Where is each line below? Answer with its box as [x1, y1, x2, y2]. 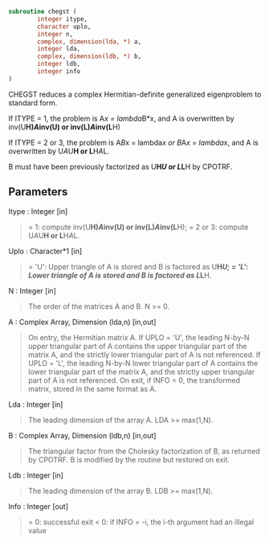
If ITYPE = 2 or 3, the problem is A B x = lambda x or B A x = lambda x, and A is [8, 138, 259, 147]
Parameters [8, 185, 68, 199]
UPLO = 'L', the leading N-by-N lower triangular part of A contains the [27, 358, 259, 367]
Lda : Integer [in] [8, 399, 63, 409]
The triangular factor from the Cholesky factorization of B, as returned [27, 446, 261, 456]
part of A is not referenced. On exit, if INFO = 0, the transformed [27, 375, 241, 385]
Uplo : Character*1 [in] [8, 246, 83, 256]
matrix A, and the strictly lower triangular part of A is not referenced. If [27, 350, 261, 359]
